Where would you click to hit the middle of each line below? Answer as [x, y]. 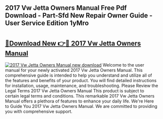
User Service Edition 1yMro [47, 23]
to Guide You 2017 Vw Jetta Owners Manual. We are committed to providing [81, 106]
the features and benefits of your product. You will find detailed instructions [81, 80]
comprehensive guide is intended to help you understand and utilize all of [79, 75]
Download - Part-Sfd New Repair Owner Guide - [79, 16]
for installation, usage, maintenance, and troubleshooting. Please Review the [81, 85]
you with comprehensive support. [39, 111]
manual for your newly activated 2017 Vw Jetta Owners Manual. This [74, 70]
